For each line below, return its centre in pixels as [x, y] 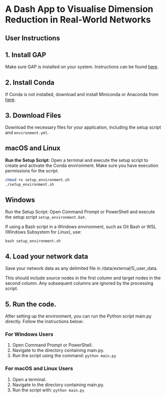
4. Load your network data [47, 256]
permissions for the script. [32, 170]
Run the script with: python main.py [48, 390]
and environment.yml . [27, 133]
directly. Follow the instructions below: [44, 321]
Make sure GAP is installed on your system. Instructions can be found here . [82, 67]
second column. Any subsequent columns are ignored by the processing [79, 283]
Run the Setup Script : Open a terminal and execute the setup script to [77, 160]
